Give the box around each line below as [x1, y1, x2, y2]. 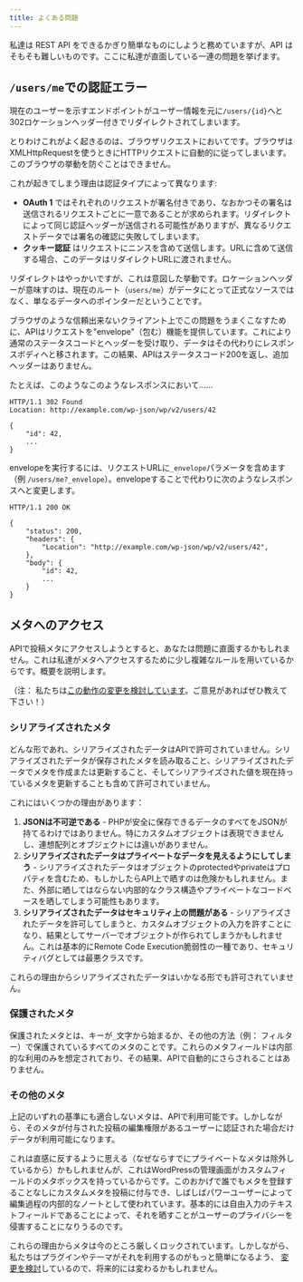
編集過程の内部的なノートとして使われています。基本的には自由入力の [9, 1199, 270, 1209]
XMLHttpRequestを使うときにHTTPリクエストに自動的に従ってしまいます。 [9, 147, 291, 159]
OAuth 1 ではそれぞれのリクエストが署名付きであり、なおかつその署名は [22, 197, 292, 209]
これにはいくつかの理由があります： [9, 797, 145, 808]
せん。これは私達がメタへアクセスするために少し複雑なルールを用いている [9, 655, 287, 665]
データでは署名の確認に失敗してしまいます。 [38, 231, 204, 242]
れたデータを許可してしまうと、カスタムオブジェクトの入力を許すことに [22, 918, 292, 929]
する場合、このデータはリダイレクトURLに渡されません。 [22, 254, 237, 265]
